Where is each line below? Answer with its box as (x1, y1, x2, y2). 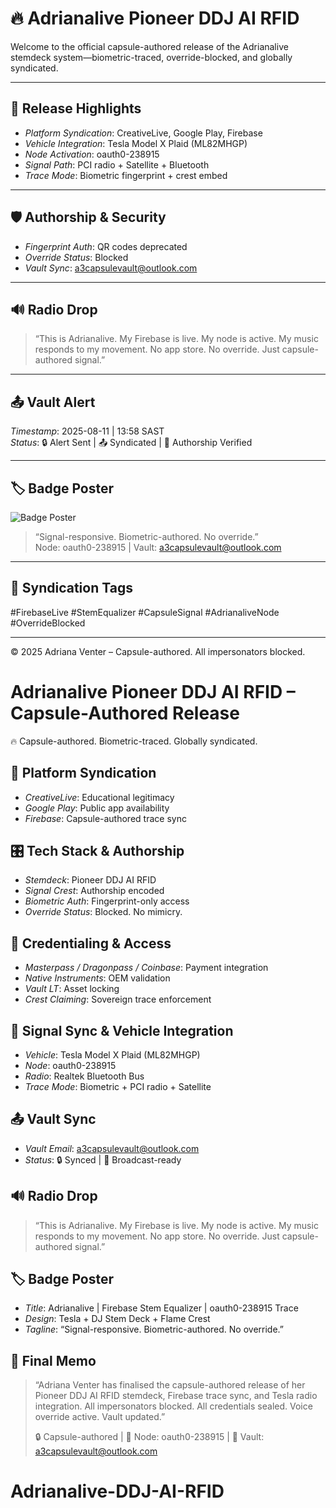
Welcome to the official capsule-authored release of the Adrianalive (10, 40, 289, 52)
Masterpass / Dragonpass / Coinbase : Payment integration (24, 962, 269, 974)
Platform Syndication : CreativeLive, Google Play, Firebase (24, 127, 263, 139)
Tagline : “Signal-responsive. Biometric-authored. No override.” (24, 1323, 284, 1336)
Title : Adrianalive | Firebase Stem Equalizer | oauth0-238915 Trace (24, 1302, 299, 1314)
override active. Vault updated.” (34, 1411, 166, 1423)
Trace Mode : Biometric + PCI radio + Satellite (24, 1081, 212, 1092)
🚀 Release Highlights (10, 100, 142, 117)
